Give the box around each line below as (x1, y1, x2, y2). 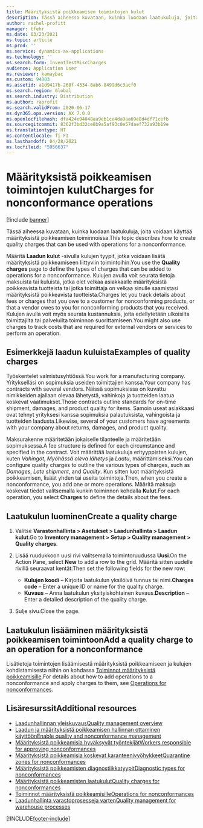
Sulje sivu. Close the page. (14, 608, 80, 615)
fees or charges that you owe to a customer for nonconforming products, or (6, 297, 195, 305)
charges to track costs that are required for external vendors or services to (6, 323, 192, 330)
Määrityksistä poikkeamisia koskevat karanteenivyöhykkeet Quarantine (14, 752, 190, 759)
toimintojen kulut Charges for (6, 183, 154, 197)
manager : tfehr (6, 25, 45, 32)
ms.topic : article (6, 37, 53, 43)
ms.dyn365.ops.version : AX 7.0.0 (6, 110, 91, 116)
